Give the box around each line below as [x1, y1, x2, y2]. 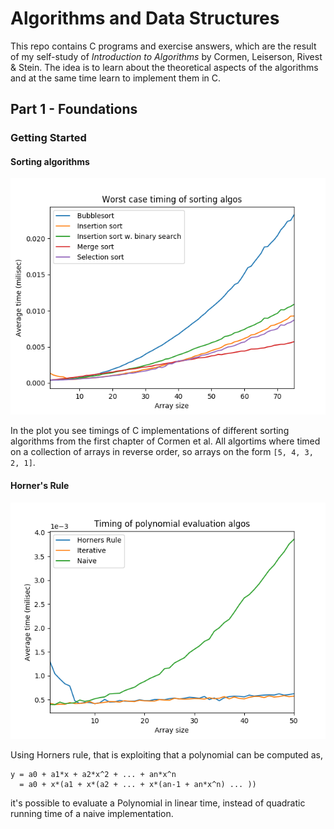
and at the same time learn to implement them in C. [10, 72, 222, 84]
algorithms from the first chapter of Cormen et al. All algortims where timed [10, 435, 321, 447]
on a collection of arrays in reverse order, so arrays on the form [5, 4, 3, [10, 446, 314, 458]
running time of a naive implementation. [10, 807, 174, 819]
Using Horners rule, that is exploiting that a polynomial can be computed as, [10, 748, 323, 761]
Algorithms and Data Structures [10, 7, 280, 30]
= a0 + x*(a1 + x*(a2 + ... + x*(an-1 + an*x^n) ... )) [19, 779, 257, 789]
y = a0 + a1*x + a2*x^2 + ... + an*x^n [10, 769, 177, 779]
